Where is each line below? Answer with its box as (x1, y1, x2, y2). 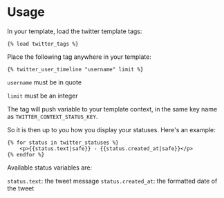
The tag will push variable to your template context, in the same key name (7, 105, 218, 113)
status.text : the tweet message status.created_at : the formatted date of (7, 177, 218, 185)
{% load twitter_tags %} (7, 40, 79, 47)
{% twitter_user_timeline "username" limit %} (7, 66, 144, 73)
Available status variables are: (7, 163, 93, 172)
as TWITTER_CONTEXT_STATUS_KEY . (7, 112, 98, 120)
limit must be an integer (7, 91, 78, 100)
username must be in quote (7, 78, 82, 87)
